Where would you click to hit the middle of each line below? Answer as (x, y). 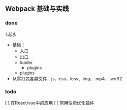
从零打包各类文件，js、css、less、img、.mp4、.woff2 (67, 78)
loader (26, 62)
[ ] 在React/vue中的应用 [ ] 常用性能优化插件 (50, 103)
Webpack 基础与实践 (37, 9)
